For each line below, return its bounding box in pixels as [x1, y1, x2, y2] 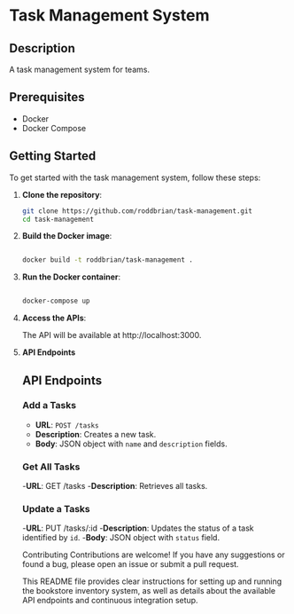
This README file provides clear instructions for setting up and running [21, 576, 282, 586]
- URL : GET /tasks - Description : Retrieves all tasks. [21, 481, 208, 492]
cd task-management [21, 215, 95, 224]
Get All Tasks [21, 460, 81, 473]
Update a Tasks [21, 503, 90, 516]
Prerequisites [9, 90, 85, 105]
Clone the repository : [21, 189, 103, 200]
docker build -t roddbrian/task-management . [21, 256, 193, 264]
